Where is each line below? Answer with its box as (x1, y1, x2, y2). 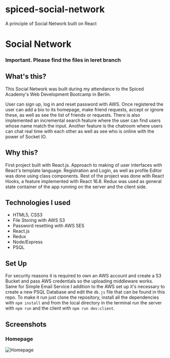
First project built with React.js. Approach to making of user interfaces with (5, 162, 162, 168)
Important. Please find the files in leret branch (5, 57, 121, 64)
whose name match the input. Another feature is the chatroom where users (5, 122, 163, 129)
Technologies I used (5, 198, 71, 207)
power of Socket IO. (5, 134, 47, 140)
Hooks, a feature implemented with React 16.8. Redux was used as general (5, 178, 162, 184)
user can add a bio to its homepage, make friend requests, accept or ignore (5, 106, 164, 113)
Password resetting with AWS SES (12, 223, 85, 229)
